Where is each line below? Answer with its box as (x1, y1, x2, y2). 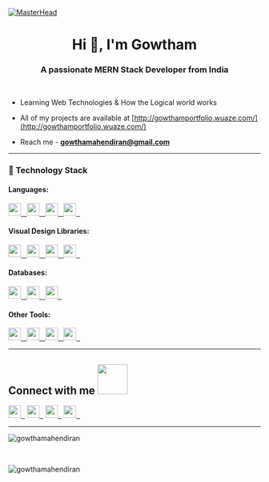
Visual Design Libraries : (8, 227, 90, 236)
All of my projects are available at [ (19, 113, 134, 123)
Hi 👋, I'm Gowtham (71, 36, 198, 54)
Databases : (8, 268, 48, 278)
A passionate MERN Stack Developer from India (40, 64, 229, 75)
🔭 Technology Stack (8, 165, 88, 176)
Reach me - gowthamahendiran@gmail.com (19, 137, 171, 147)
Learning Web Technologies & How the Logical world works (19, 98, 218, 107)
